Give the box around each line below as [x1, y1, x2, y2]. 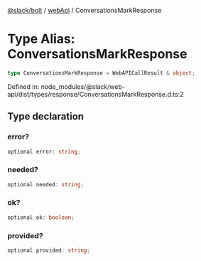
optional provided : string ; [7, 247, 91, 255]
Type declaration [7, 110, 84, 123]
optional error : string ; [7, 148, 81, 155]
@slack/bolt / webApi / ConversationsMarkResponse [7, 6, 162, 14]
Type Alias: [7, 31, 76, 47]
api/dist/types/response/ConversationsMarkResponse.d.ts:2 [7, 90, 185, 98]
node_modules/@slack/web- [40, 82, 126, 91]
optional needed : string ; [7, 181, 84, 188]
